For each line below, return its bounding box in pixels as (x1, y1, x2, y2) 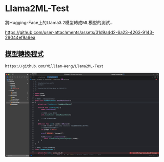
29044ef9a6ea (5, 35, 36, 40)
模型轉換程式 (5, 50, 44, 58)
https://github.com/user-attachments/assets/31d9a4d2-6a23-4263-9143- (5, 29, 155, 35)
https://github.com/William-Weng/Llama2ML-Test (5, 64, 104, 69)
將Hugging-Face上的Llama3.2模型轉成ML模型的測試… (5, 19, 114, 25)
